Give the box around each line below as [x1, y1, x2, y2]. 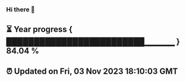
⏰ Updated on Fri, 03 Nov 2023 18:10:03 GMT [6, 66, 178, 76]
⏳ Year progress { [6, 24, 73, 34]
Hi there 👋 [6, 5, 36, 14]
